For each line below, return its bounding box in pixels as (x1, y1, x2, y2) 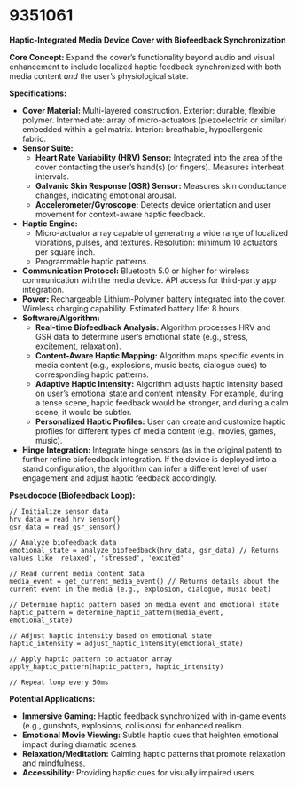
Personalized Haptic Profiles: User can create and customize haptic (35, 416, 286, 427)
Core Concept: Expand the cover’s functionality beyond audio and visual (9, 51, 275, 62)
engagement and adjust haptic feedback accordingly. (21, 472, 217, 484)
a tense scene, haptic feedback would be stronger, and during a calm (35, 397, 289, 408)
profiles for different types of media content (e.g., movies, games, (35, 425, 277, 436)
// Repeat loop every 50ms (9, 678, 109, 687)
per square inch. (35, 246, 96, 257)
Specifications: (9, 88, 67, 98)
